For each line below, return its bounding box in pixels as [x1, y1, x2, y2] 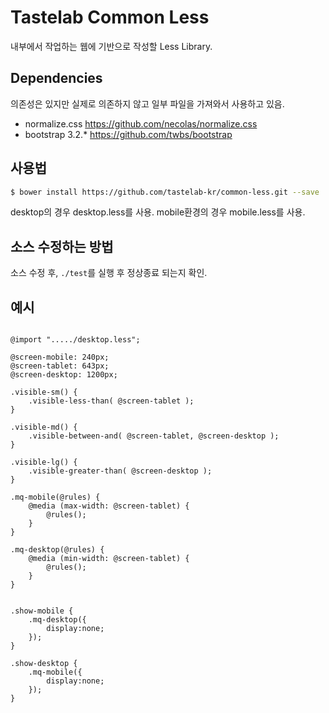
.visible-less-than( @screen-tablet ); [28, 396, 195, 406]
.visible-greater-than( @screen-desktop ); [28, 466, 213, 476]
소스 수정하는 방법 [10, 238, 114, 255]
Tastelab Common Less [10, 6, 210, 29]
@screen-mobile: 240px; [10, 352, 110, 363]
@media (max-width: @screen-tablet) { [28, 501, 190, 511]
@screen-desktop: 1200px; [10, 370, 118, 380]
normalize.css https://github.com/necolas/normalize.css [24, 117, 258, 130]
